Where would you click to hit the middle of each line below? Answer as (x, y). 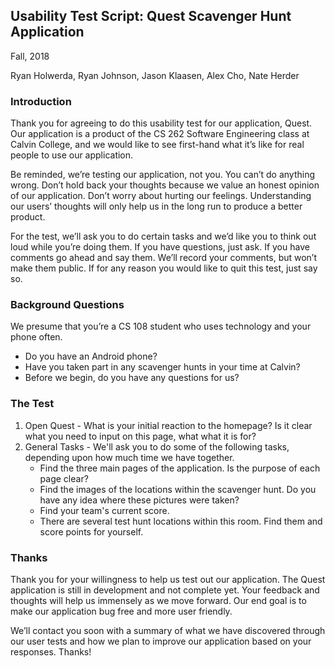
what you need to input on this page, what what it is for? (140, 436)
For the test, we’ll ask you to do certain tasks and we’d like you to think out (163, 236)
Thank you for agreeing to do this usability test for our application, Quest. (161, 123)
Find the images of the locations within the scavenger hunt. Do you (178, 489)
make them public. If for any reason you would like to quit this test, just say (164, 268)
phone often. (36, 337)
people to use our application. (72, 155)
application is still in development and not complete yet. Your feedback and (165, 590)
